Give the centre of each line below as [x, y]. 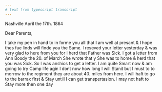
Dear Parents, [19, 33]
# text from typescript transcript [41, 10]
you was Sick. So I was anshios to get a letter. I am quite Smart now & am [79, 63]
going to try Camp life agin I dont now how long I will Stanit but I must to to [80, 69]
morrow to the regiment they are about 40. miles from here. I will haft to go [80, 73]
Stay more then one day [29, 84]
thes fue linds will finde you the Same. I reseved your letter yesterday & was [81, 47]
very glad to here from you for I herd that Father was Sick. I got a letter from [81, 53]
